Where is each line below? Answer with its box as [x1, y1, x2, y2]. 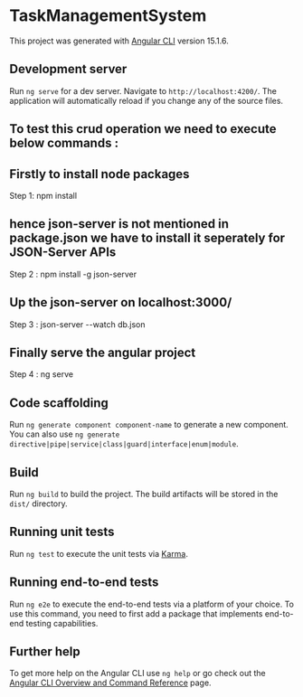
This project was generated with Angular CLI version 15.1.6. [9, 35, 229, 46]
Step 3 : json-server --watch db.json [9, 318, 147, 330]
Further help [9, 644, 81, 660]
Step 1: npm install [9, 190, 78, 201]
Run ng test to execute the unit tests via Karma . [9, 548, 188, 559]
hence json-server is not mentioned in [9, 216, 229, 231]
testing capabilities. [25, 617, 99, 628]
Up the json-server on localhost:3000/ [9, 295, 232, 310]
